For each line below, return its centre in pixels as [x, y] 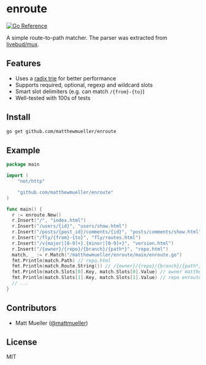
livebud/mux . [23, 44]
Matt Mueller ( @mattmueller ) [51, 323]
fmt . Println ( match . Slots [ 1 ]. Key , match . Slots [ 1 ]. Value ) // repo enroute [107, 278]
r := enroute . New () [37, 215]
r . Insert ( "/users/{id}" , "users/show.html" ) [70, 226]
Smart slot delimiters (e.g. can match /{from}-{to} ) [80, 91]
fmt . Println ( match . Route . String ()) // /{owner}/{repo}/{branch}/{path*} [107, 266]
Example [23, 150]
